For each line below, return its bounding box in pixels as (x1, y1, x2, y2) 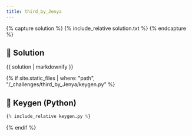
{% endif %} (6, 124, 37, 131)
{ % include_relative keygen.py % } (6, 114, 91, 120)
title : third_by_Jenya (6, 8, 62, 15)
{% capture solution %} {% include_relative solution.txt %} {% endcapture (6, 25, 187, 32)
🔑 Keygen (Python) (6, 98, 77, 108)
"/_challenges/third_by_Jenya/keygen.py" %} (6, 81, 115, 88)
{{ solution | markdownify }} (6, 63, 74, 70)
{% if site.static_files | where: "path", (6, 74, 95, 82)
